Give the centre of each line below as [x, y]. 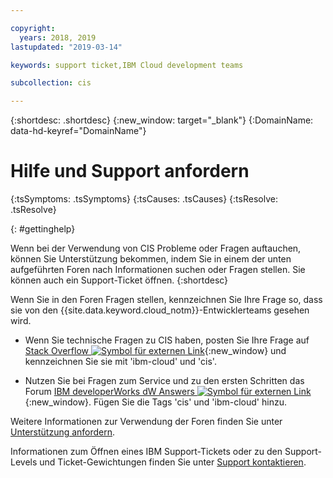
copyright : [33, 28]
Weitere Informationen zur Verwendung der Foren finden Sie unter [146, 422]
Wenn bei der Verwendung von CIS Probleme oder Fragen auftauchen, [156, 248]
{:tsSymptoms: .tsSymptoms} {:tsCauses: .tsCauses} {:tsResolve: [144, 199]
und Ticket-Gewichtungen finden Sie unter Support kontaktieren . [173, 462]
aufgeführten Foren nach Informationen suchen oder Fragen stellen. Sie [158, 270]
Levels [24, 462]
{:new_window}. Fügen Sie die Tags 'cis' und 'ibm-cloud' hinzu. [155, 402]
